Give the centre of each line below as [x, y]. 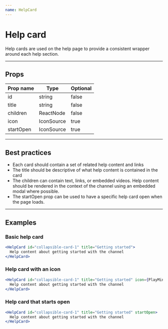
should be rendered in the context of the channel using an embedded [84, 186]
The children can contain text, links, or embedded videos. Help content [85, 181]
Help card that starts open [37, 302]
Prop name [21, 88]
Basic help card [24, 237]
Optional [81, 88]
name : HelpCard [21, 10]
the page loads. [28, 202]
